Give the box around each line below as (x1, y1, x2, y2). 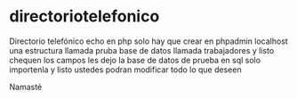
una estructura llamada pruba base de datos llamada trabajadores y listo (9, 45, 275, 55)
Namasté (9, 81, 43, 92)
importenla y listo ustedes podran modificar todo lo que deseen (9, 64, 242, 75)
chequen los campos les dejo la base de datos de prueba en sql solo (9, 54, 261, 65)
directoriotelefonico (9, 6, 160, 27)
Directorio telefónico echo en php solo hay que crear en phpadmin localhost (9, 36, 289, 46)
